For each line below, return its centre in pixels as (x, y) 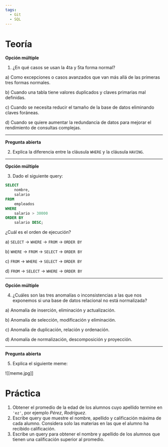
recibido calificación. (34, 429)
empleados (24, 204)
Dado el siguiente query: (38, 176)
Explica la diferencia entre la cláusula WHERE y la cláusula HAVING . (78, 152)
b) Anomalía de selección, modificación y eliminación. (61, 320)
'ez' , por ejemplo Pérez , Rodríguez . (49, 413)
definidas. (15, 98)
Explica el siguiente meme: (40, 364)
